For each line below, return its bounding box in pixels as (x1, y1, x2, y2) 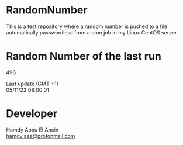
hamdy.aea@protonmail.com (6, 132, 75, 139)
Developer (6, 107, 57, 120)
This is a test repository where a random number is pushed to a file (6, 23, 168, 30)
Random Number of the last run (6, 50, 162, 63)
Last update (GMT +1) (6, 80, 58, 87)
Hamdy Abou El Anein (6, 126, 59, 133)
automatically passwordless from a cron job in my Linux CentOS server (6, 29, 177, 36)
